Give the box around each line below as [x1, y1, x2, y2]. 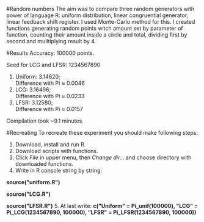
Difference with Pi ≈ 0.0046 [15, 79, 86, 87]
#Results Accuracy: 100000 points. [6, 49, 95, 57]
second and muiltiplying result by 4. [6, 38, 97, 45]
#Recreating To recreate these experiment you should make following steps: [6, 129, 199, 136]
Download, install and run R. [15, 141, 86, 148]
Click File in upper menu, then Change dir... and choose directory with [15, 154, 192, 161]
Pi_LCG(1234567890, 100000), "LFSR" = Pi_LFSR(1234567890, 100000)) [6, 209, 197, 216]
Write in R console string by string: [15, 167, 103, 174]
